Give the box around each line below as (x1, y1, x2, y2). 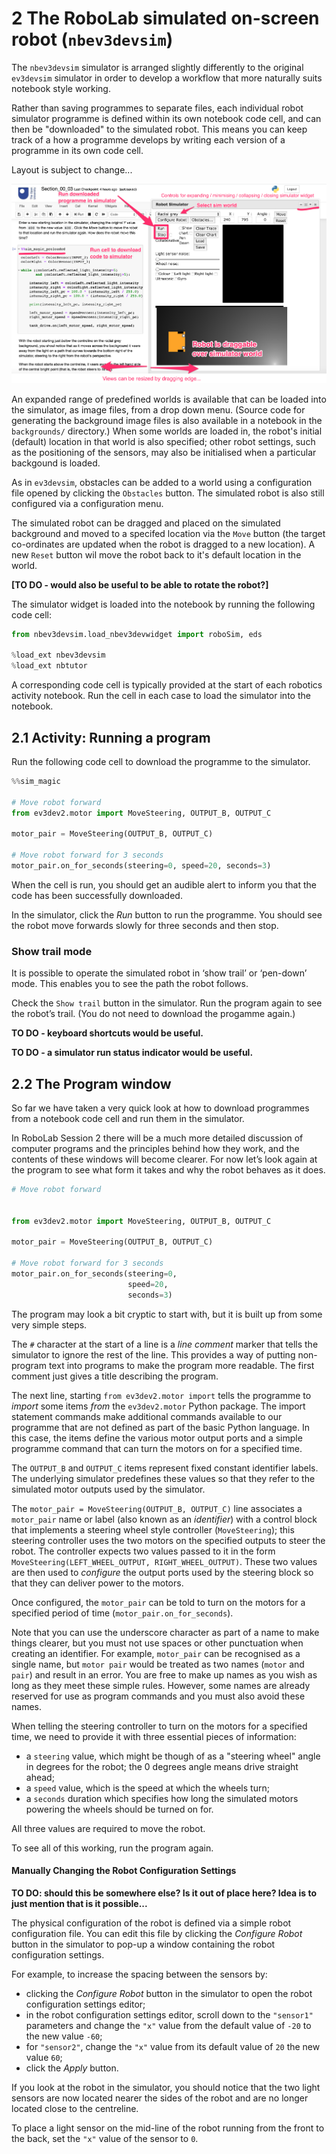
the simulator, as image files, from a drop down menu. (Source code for (11, 403, 306, 416)
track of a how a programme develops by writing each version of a (11, 133, 286, 146)
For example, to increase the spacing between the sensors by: (11, 1968, 268, 1980)
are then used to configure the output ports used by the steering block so (11, 1566, 314, 1578)
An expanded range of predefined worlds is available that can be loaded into (11, 393, 327, 405)
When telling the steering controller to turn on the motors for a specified (11, 1720, 308, 1732)
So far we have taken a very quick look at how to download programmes (11, 1102, 310, 1114)
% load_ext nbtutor (11, 661, 88, 671)
